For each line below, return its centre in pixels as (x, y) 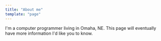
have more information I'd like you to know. (49, 33)
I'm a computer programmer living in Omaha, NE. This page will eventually (81, 28)
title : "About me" (24, 10)
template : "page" (23, 14)
